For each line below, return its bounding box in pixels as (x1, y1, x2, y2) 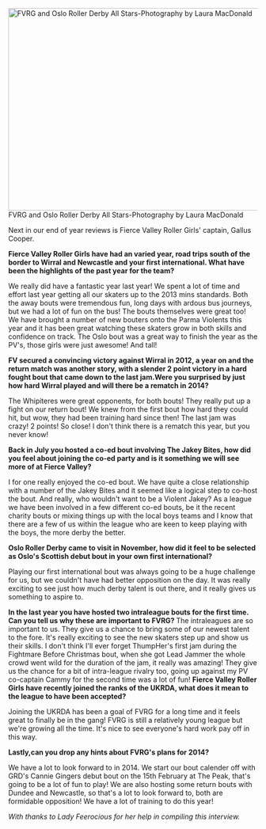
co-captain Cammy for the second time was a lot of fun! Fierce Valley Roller (8, 675, 257, 684)
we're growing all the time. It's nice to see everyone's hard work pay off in (8, 724, 250, 733)
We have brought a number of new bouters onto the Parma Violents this (8, 315, 243, 324)
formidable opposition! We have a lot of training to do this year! (8, 797, 214, 806)
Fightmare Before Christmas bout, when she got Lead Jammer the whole (8, 649, 245, 659)
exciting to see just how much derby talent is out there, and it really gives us (8, 584, 256, 593)
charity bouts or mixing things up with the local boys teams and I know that (8, 511, 253, 520)
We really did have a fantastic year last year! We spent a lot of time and (8, 281, 240, 291)
